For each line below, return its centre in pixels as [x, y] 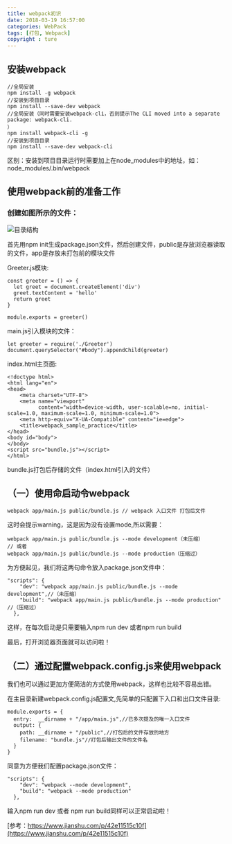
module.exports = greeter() [48, 317]
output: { [27, 726]
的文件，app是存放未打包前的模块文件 [61, 253]
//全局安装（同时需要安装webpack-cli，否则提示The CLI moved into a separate [114, 114]
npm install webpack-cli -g [48, 133]
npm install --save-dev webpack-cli [60, 146]
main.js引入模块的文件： [42, 331]
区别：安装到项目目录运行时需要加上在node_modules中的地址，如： [104, 160]
